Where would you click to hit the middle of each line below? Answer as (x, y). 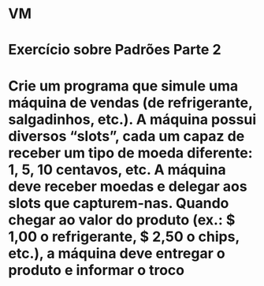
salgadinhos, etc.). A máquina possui (132, 119)
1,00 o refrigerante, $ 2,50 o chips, (124, 236)
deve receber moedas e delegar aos (128, 186)
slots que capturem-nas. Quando (119, 203)
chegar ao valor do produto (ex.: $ (122, 219)
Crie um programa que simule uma (123, 85)
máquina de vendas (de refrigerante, (130, 102)
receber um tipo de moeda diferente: (131, 152)
